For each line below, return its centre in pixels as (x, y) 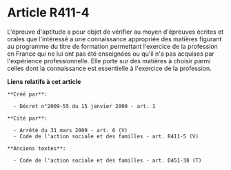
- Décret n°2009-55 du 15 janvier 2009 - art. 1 (84, 106)
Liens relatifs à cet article (44, 81)
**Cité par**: (28, 118)
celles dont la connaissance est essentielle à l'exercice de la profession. (109, 68)
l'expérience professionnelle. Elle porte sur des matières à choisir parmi (109, 61)
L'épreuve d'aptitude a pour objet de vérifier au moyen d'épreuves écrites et (115, 32)
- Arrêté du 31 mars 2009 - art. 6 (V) (71, 130)
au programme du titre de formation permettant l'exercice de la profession (113, 46)
